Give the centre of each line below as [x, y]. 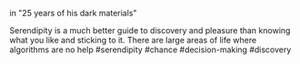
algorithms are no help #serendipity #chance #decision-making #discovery [150, 50]
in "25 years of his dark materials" [73, 13]
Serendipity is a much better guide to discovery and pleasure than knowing [150, 30]
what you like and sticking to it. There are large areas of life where [133, 40]
